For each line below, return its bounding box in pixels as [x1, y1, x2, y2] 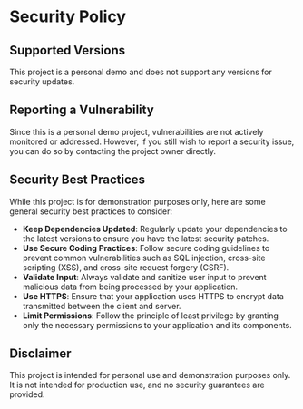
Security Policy [9, 6, 127, 27]
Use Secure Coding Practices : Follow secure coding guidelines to [22, 242, 270, 253]
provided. [9, 389, 45, 400]
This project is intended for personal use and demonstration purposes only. [9, 370, 291, 381]
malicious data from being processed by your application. [22, 281, 239, 292]
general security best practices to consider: [9, 206, 172, 217]
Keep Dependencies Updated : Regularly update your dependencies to [22, 223, 288, 234]
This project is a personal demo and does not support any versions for [9, 66, 272, 77]
